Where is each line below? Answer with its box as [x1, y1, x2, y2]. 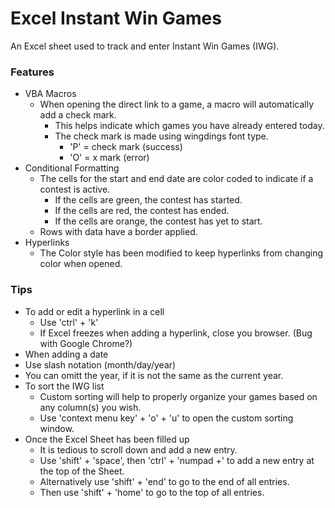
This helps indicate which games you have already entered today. [54, 120, 325, 132]
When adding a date [24, 348, 109, 360]
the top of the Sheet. [39, 465, 125, 477]
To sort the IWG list [24, 380, 105, 392]
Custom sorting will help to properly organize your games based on [39, 390, 318, 402]
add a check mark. [39, 109, 117, 121]
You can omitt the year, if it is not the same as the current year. [24, 369, 284, 381]
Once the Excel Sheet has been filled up [24, 433, 190, 445]
